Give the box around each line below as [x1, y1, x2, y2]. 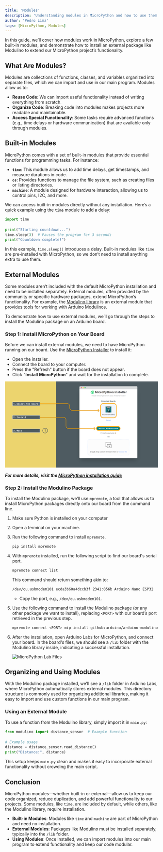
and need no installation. [12, 820, 62, 826]
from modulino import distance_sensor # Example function [5, 729, 127, 734]
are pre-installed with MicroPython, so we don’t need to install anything [5, 251, 148, 257]
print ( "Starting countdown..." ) [5, 227, 70, 232]
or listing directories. [12, 182, 53, 188]
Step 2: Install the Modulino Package [5, 484, 93, 491]
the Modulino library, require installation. [5, 806, 86, 812]
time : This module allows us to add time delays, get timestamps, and [12, 167, 149, 172]
